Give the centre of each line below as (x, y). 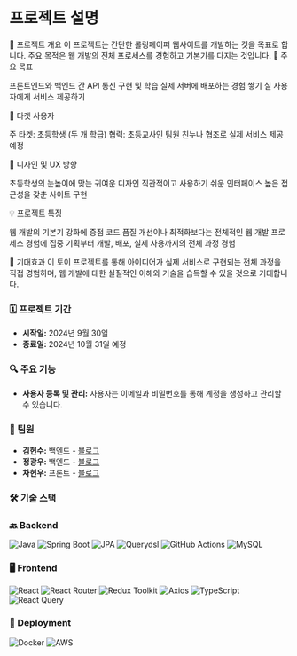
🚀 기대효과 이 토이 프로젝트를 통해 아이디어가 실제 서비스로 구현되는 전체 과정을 (145, 262)
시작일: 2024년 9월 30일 (65, 333)
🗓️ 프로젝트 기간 (40, 309)
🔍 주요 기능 (32, 369)
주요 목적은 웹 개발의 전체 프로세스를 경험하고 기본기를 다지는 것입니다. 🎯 (153, 55)
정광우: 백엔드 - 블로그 (61, 462)
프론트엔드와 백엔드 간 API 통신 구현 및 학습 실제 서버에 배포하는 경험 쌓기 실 (141, 85)
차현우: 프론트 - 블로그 (61, 472)
